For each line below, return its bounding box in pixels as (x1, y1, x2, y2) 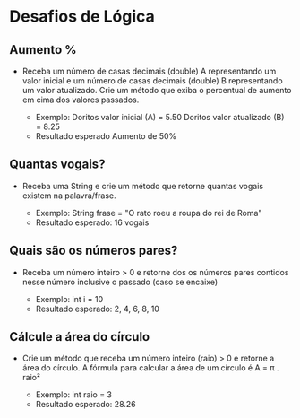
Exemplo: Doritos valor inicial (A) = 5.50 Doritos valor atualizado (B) (35, 112, 285, 122)
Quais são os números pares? (9, 243, 178, 258)
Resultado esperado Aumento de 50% (35, 131, 177, 141)
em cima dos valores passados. (21, 94, 140, 105)
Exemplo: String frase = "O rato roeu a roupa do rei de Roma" (35, 207, 262, 218)
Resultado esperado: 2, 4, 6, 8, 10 (35, 303, 159, 314)
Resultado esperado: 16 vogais (35, 217, 150, 228)
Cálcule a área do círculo (9, 329, 150, 344)
